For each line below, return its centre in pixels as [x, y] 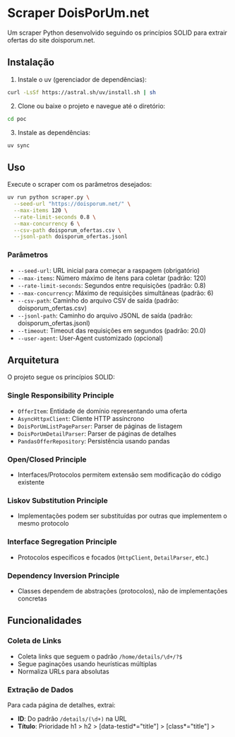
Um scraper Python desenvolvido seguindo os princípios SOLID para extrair [117, 33]
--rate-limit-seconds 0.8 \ [55, 217]
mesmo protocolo [43, 523]
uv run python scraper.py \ [49, 197]
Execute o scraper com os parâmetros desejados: [80, 185]
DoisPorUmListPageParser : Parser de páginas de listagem [100, 426]
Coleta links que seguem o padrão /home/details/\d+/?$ [100, 656]
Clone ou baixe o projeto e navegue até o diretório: [91, 106]
